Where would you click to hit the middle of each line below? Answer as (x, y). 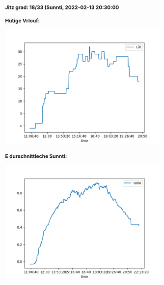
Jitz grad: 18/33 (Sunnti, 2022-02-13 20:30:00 (62, 7)
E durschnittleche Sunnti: (36, 156)
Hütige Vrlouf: (23, 20)
